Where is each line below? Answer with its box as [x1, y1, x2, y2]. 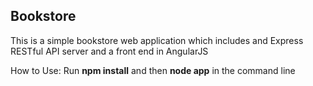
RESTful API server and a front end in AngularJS [10, 45, 209, 57]
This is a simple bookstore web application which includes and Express [10, 34, 304, 46]
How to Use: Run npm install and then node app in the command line [10, 64, 296, 76]
